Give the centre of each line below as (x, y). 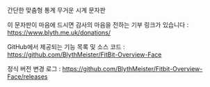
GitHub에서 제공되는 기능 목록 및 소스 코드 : (66, 47)
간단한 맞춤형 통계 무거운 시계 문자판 (56, 10)
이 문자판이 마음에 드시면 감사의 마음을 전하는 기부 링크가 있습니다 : (98, 25)
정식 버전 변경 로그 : (34, 69)
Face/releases (27, 77)
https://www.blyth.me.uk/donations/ (59, 32)
